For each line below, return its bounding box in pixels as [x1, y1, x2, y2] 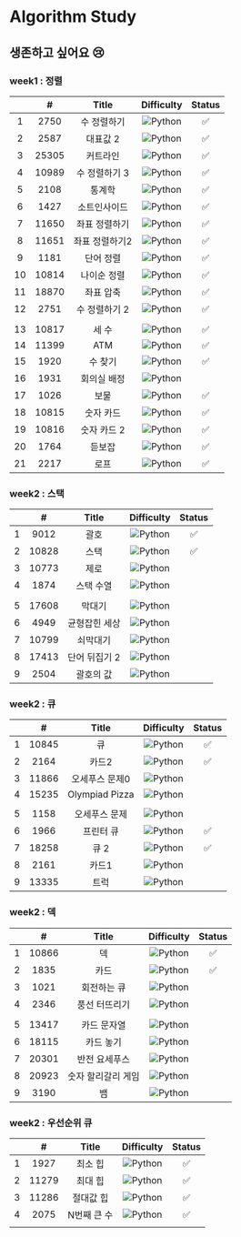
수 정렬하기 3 [75, 166, 130, 179]
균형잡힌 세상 [67, 617, 121, 629]
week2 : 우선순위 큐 [9, 1116, 93, 1129]
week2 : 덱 [9, 906, 56, 919]
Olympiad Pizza [67, 789, 135, 801]
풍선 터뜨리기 [76, 998, 130, 1011]
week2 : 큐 [9, 698, 56, 710]
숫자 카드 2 [80, 423, 126, 436]
